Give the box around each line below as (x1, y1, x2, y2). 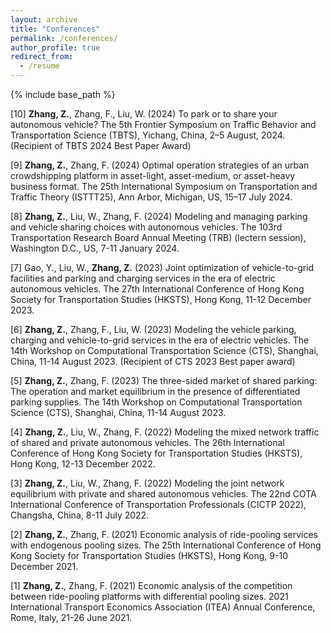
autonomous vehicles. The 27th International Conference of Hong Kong (10, 283, 305, 295)
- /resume (19, 61, 60, 71)
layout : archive (10, 14, 78, 25)
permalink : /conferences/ (10, 33, 118, 43)
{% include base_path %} (10, 89, 116, 100)
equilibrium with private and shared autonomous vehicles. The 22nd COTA (10, 488, 317, 500)
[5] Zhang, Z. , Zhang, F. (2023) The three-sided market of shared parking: (10, 375, 318, 386)
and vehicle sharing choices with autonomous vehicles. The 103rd (10, 221, 283, 233)
